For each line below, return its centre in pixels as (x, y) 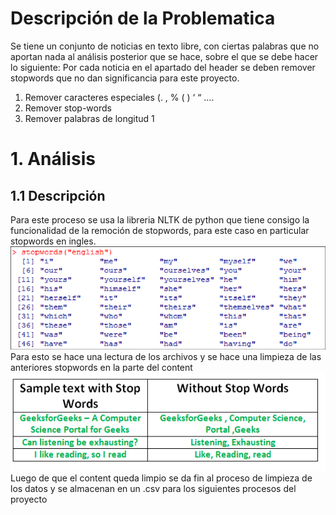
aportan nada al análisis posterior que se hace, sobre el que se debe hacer (164, 56)
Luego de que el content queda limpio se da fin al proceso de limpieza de (161, 478)
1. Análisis (53, 159)
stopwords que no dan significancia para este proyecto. (125, 78)
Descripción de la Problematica (143, 18)
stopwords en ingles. (53, 241)
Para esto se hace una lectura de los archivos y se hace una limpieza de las (166, 357)
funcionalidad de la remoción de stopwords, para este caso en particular (160, 230)
